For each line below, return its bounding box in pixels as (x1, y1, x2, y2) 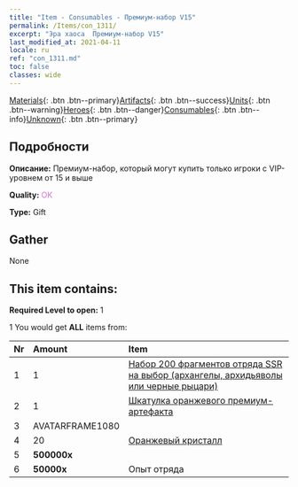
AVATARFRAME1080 (32, 420, 120, 432)
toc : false (9, 63, 50, 72)
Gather (9, 232, 49, 247)
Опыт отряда (128, 463, 184, 475)
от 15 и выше (43, 172, 93, 182)
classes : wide (9, 71, 62, 80)
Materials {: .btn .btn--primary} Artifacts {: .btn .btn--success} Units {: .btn (9, 95, 271, 105)
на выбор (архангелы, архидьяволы (128, 369, 283, 382)
